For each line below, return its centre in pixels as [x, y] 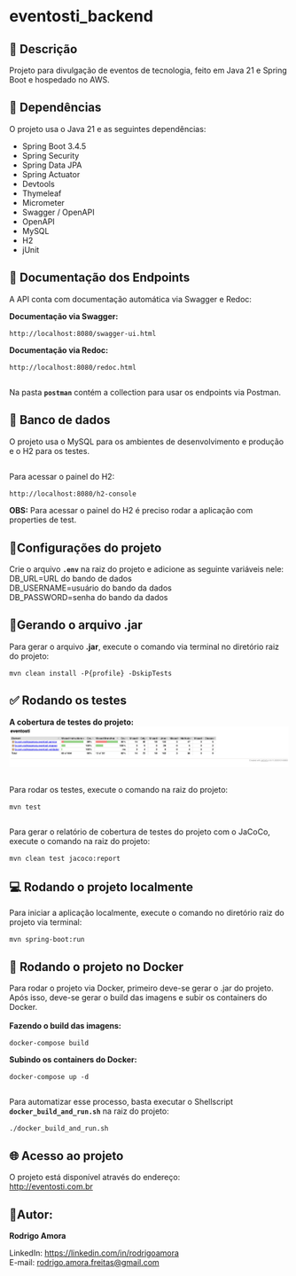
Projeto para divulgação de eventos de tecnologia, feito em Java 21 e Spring [148, 70]
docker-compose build [49, 1043]
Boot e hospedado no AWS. [59, 80]
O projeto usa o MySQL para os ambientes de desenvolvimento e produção [147, 442]
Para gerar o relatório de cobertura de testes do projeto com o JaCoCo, [140, 832]
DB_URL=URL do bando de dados [71, 579]
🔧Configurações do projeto [86, 548]
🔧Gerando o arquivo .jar [76, 626]
